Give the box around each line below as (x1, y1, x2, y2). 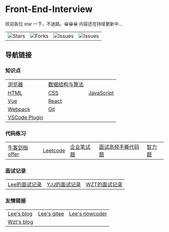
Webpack (8, 106, 30, 113)
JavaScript (88, 89, 114, 96)
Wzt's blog (8, 218, 34, 225)
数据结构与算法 (48, 81, 84, 88)
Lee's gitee (38, 210, 64, 217)
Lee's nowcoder (68, 210, 107, 217)
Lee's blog (8, 210, 33, 217)
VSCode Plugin (8, 114, 44, 121)
